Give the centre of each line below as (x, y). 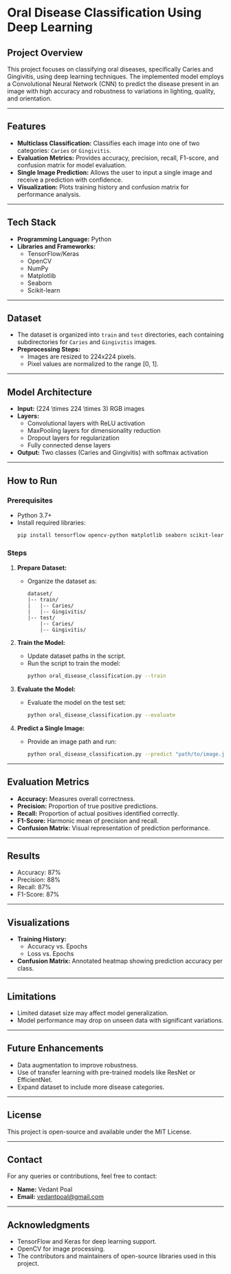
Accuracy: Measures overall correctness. (76, 798)
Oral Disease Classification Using (104, 13)
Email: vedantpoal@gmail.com (60, 1197)
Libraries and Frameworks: (56, 246)
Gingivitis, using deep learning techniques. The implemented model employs (115, 76)
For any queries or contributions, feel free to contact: (82, 1176)
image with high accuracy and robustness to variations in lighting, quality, (111, 91)
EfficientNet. (35, 1079)
